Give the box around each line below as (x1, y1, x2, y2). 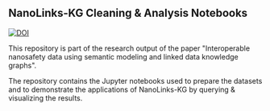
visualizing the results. (8, 92, 83, 103)
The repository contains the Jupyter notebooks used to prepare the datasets (8, 76, 263, 85)
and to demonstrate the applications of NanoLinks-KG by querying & (8, 84, 236, 94)
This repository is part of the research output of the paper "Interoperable (8, 43, 251, 53)
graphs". (8, 60, 37, 70)
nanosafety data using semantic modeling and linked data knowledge (8, 51, 239, 61)
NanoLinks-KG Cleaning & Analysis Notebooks (8, 6, 248, 20)
